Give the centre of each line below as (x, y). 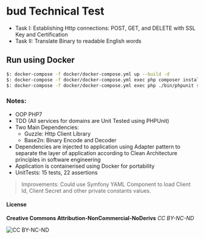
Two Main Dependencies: (47, 127)
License (17, 204)
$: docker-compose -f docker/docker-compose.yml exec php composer (93, 80)
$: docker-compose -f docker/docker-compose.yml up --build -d (88, 74)
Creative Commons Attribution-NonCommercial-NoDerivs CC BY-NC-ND (100, 218)
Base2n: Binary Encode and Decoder (70, 140)
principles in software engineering (58, 159)
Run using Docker (40, 60)
